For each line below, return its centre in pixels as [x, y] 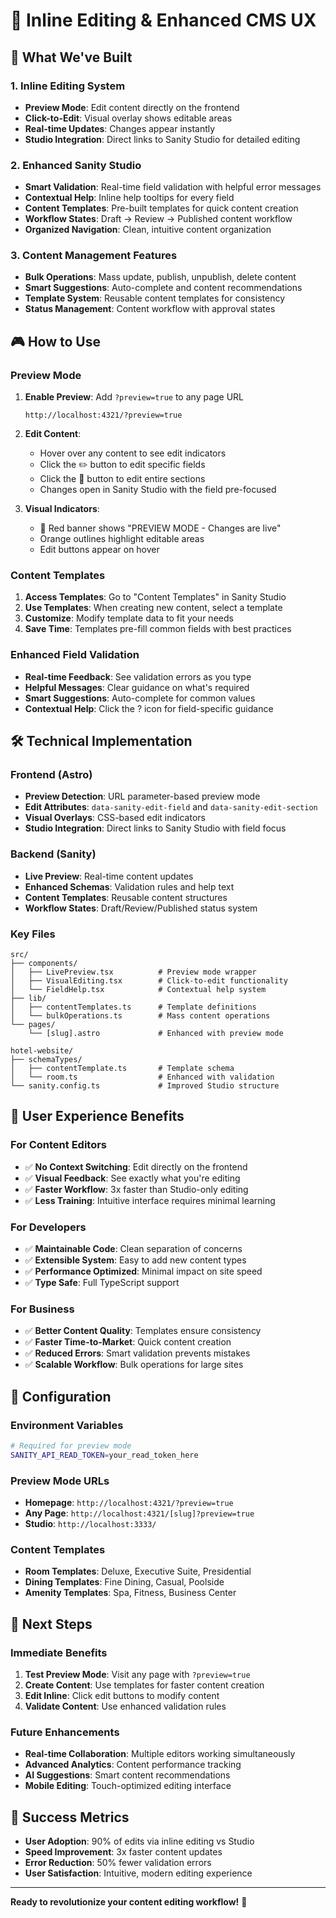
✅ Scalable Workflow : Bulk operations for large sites [134, 1365]
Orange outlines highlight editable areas [122, 539]
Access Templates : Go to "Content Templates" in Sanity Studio [155, 597]
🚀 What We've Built [71, 57]
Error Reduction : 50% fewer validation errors [118, 1863]
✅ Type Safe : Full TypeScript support [102, 1283]
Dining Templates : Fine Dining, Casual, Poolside [124, 1582]
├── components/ [44, 964]
